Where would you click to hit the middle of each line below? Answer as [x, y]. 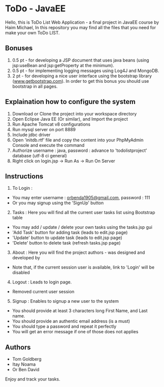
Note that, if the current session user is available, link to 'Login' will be [83, 267]
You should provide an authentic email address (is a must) [71, 321]
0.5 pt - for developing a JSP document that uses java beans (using [81, 60]
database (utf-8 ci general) [40, 155]
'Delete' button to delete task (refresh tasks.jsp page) [66, 243]
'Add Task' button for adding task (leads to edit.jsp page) [70, 233]
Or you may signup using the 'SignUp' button [58, 203]
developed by [26, 258]
